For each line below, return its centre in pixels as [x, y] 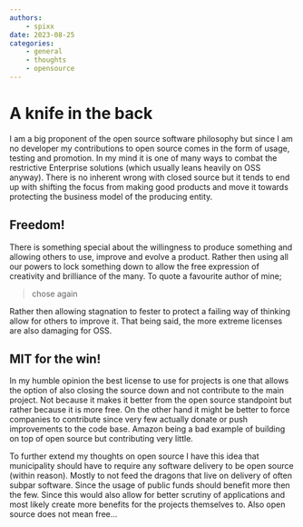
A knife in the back [81, 114]
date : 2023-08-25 [42, 35]
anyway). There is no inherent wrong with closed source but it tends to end [150, 177]
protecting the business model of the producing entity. [111, 196]
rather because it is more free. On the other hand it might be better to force [150, 410]
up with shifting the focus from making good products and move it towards [149, 186]
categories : [32, 43]
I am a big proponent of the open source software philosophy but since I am [151, 138]
